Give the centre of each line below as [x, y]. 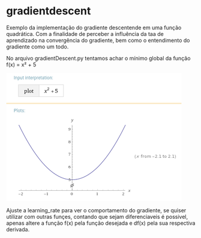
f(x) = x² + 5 [21, 65]
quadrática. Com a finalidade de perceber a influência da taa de [85, 33]
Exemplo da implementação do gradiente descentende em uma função [94, 28]
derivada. [18, 229]
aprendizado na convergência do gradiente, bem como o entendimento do [98, 40]
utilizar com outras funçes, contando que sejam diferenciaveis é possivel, [97, 216]
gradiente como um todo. [37, 47]
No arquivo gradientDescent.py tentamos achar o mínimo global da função [98, 58]
